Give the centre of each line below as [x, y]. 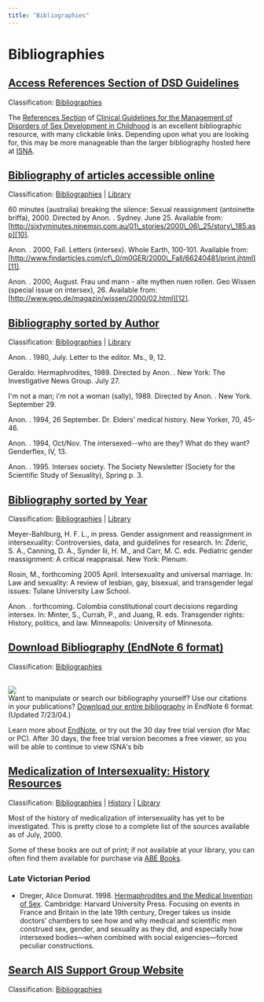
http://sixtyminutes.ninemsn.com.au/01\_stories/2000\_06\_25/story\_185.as [133, 226]
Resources [35, 784]
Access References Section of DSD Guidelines [124, 83]
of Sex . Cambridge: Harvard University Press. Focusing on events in [130, 904]
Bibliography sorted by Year [78, 500]
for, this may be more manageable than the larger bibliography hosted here [130, 142]
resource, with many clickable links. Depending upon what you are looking [128, 134]
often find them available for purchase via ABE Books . [95, 858]
